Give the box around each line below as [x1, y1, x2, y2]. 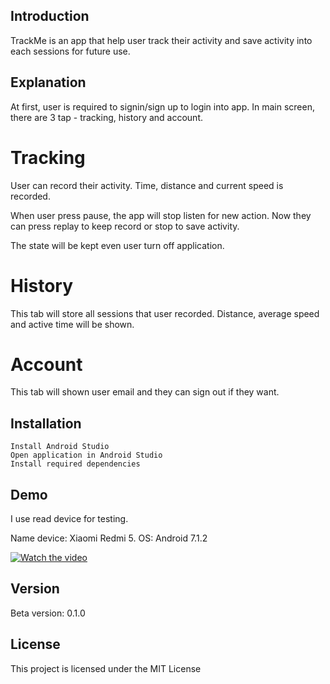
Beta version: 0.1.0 [10, 607, 86, 619]
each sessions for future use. [10, 45, 131, 57]
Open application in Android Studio [10, 450, 163, 461]
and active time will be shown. [10, 318, 135, 330]
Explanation [10, 74, 87, 91]
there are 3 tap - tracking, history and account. [10, 111, 203, 123]
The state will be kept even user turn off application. [10, 239, 225, 251]
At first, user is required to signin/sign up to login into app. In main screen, [10, 100, 315, 113]
